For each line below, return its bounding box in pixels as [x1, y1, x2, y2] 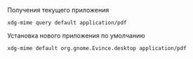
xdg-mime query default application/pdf [7, 19, 128, 26]
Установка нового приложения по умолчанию [7, 31, 145, 40]
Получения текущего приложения [7, 6, 109, 14]
